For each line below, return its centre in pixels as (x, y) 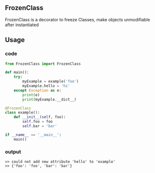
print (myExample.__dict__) (49, 99)
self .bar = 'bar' (40, 126)
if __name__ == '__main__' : (33, 135)
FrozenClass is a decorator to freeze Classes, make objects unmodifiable (78, 19)
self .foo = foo (38, 122)
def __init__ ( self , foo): (40, 117)
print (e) (31, 95)
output (13, 152)
